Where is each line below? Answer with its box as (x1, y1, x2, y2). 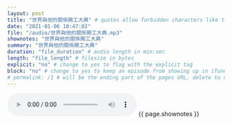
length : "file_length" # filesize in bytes (7, 55, 135, 62)
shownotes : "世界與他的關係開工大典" (7, 36, 104, 43)
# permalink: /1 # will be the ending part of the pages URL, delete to (7, 73, 221, 81)
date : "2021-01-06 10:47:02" (7, 23, 91, 30)
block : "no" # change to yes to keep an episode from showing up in (7, 67, 209, 74)
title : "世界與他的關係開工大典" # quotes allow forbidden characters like (7, 16, 219, 23)
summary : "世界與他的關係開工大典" (7, 42, 98, 49)
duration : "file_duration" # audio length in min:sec (7, 49, 166, 56)
